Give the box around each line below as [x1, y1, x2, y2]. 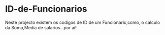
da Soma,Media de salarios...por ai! [5, 24, 77, 30]
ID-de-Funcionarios [5, 3, 87, 15]
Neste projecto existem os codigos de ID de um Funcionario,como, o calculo [5, 19, 160, 25]
